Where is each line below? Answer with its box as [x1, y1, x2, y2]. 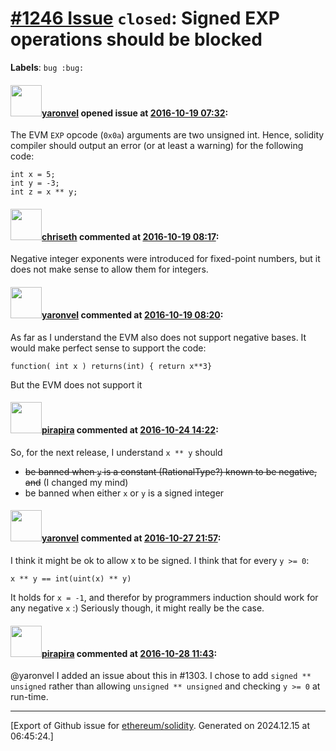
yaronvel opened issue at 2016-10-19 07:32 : [41, 107, 229, 119]
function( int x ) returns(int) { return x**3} [10, 361, 213, 371]
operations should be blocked [10, 28, 263, 51]
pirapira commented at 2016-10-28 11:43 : [41, 647, 218, 659]
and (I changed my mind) [24, 476, 129, 488]
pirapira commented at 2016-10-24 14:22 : [41, 424, 219, 436]
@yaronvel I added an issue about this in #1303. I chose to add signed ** [10, 670, 312, 682]
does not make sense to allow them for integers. [10, 263, 209, 276]
